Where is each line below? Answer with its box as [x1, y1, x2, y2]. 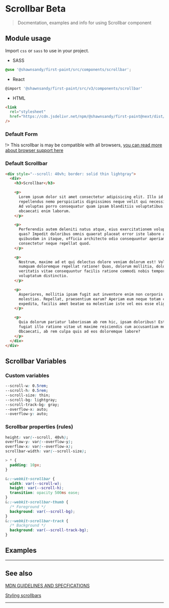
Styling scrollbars [5, 592, 42, 598]
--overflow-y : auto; [5, 411, 49, 416]
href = [10, 114, 22, 119]
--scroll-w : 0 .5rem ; [5, 383, 49, 389]
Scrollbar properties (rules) [5, 423, 73, 430]
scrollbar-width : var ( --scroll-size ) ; [5, 449, 87, 454]
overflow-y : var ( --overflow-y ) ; [5, 440, 73, 445]
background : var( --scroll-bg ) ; [10, 509, 75, 514]
